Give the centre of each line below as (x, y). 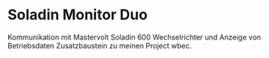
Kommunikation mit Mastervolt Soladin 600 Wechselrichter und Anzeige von (134, 37)
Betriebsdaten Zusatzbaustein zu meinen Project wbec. (100, 45)
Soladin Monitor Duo (78, 15)
